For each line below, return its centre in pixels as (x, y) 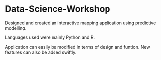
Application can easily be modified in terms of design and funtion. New (78, 47)
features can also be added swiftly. (41, 52)
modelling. (16, 28)
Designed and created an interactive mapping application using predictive (80, 23)
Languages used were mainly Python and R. (50, 37)
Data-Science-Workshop (58, 9)
